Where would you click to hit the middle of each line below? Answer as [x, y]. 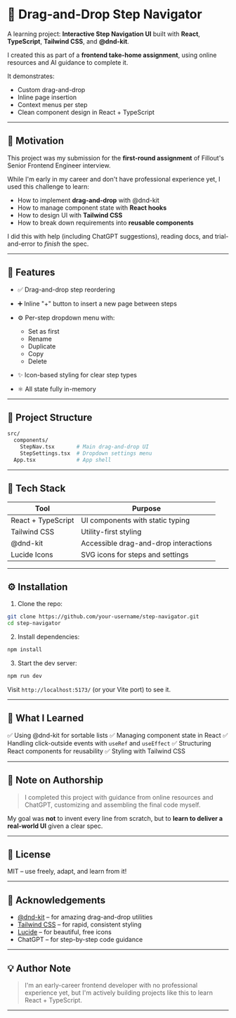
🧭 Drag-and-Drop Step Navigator [105, 14]
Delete [38, 361]
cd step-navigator [34, 623]
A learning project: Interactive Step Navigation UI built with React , [104, 34]
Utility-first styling [111, 532]
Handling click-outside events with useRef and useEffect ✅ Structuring [110, 743]
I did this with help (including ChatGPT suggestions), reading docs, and [110, 236]
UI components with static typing [135, 520]
